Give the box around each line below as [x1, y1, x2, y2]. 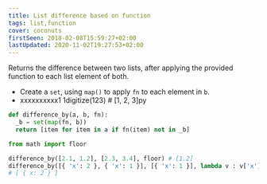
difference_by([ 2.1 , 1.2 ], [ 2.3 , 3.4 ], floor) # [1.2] [8, 155, 194, 162]
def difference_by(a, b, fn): [8, 111, 109, 119]
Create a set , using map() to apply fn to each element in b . [19, 87, 210, 96]
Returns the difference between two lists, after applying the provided [8, 63, 234, 72]
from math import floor [8, 140, 87, 148]
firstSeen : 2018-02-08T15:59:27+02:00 [8, 33, 137, 42]
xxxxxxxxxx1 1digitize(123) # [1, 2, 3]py [19, 96, 147, 105]
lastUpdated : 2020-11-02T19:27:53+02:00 [8, 41, 145, 49]
